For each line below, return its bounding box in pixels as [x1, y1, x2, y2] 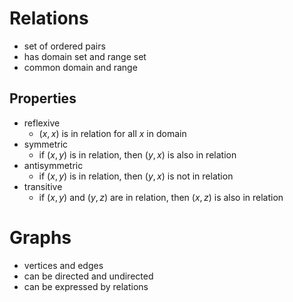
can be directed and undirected [23, 270, 154, 282]
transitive [23, 180, 63, 192]
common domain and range [23, 61, 138, 73]
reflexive [23, 117, 61, 129]
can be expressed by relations [23, 280, 149, 292]
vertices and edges [23, 259, 104, 271]
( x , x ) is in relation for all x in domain [38, 127, 187, 139]
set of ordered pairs [23, 40, 106, 52]
